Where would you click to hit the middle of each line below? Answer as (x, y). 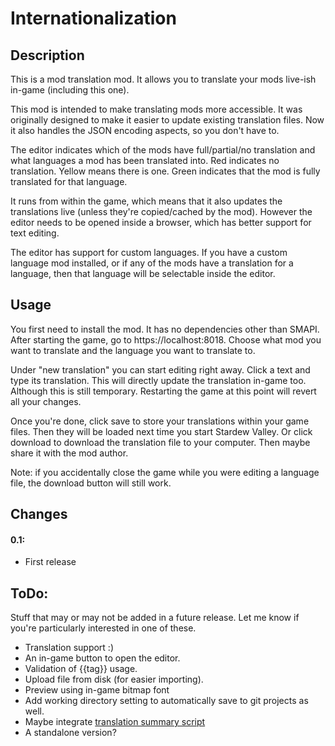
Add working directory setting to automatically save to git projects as (166, 701)
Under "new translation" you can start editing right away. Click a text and (160, 369)
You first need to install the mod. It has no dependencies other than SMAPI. (165, 329)
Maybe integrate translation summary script (115, 722)
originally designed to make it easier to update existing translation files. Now (167, 120)
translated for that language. (69, 181)
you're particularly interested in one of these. (103, 628)
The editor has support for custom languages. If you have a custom (149, 252)
